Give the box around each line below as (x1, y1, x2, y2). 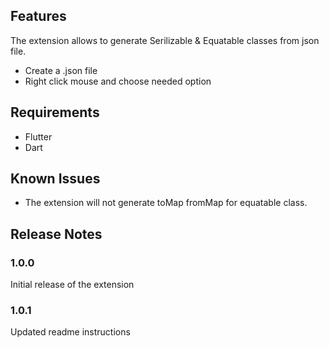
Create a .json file (24, 64, 98, 76)
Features (10, 8, 67, 25)
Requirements (10, 104, 100, 121)
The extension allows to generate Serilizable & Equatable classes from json (10, 34, 320, 46)
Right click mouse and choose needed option (24, 75, 212, 87)
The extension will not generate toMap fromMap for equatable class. (24, 197, 308, 209)
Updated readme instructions (10, 326, 131, 338)
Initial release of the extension (10, 279, 135, 291)
